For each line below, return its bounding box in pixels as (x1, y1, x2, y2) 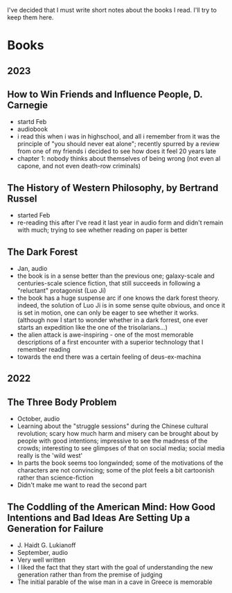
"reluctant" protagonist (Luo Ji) (17, 287, 107, 295)
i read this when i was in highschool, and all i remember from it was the (17, 132, 220, 141)
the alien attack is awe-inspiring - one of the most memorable (17, 330, 194, 339)
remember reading (17, 346, 71, 354)
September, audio (17, 549, 68, 557)
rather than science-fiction (17, 474, 94, 482)
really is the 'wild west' (17, 452, 83, 460)
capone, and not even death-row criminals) (17, 162, 141, 170)
